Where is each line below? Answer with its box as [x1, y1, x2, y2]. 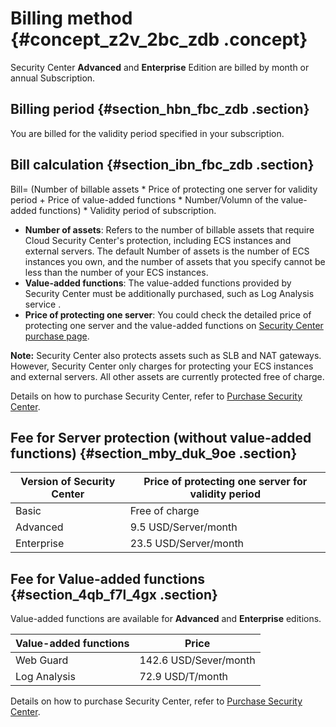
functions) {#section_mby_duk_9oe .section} [10, 445, 298, 462]
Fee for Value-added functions [10, 570, 206, 587]
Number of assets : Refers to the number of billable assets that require [24, 223, 315, 236]
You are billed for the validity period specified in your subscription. [10, 127, 285, 139]
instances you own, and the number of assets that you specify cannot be [24, 255, 326, 267]
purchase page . [24, 330, 90, 342]
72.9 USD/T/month [139, 670, 229, 684]
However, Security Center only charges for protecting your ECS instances [10, 360, 314, 372]
